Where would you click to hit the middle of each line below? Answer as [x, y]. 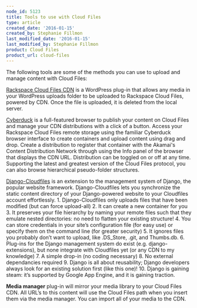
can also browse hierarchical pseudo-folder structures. [73, 170]
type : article [24, 22]
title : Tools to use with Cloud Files [54, 17]
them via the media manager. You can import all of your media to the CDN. [96, 299]
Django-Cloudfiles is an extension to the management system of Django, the [98, 181]
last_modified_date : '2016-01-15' [49, 39]
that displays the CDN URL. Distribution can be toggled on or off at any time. [98, 157]
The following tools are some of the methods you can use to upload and [93, 72]
